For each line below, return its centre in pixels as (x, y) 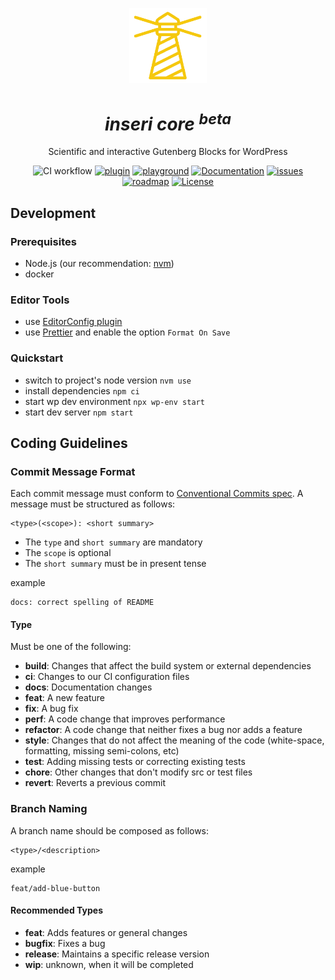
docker (39, 274)
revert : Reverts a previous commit (95, 783)
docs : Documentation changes (88, 687)
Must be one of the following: (71, 647)
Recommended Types (57, 910)
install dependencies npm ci (82, 390)
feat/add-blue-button (55, 888)
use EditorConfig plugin (73, 322)
